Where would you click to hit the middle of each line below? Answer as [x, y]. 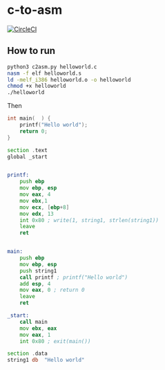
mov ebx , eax [38, 328]
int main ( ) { [29, 119]
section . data [28, 354]
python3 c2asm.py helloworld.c [52, 67]
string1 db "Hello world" [46, 360]
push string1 [38, 271]
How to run [31, 51]
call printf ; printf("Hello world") [74, 277]
